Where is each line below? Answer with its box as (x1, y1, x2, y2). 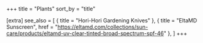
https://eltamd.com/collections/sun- (57, 24, 148, 30)
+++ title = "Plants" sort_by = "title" (6, 5, 96, 12)
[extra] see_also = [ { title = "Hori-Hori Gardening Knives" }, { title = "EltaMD (6, 17, 198, 24)
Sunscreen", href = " (6, 24, 58, 30)
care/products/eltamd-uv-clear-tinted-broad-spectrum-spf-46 (6, 30, 164, 37)
